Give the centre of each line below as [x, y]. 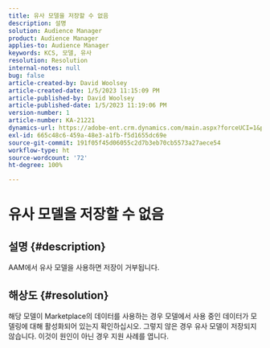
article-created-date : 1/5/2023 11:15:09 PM [84, 90]
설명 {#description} [57, 246]
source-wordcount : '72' [48, 158]
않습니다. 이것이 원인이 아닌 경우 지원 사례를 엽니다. [88, 336]
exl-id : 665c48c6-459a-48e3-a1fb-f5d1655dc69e [88, 135]
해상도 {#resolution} [59, 295]
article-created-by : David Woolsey [68, 83]
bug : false [27, 76]
